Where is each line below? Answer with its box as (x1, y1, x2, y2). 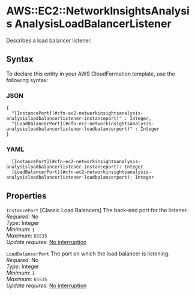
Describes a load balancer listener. (6, 37, 92, 44)
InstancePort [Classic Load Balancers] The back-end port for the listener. (6, 207, 188, 214)
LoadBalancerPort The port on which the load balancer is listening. (6, 250, 170, 257)
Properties (6, 191, 47, 201)
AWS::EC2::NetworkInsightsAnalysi (6, 4, 190, 18)
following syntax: (6, 76, 49, 83)
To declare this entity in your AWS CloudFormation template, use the (6, 70, 175, 77)
